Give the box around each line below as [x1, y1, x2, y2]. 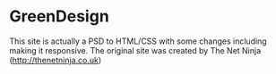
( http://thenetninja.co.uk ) [9, 54, 101, 65]
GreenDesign [9, 6, 109, 27]
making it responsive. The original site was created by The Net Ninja [9, 45, 262, 55]
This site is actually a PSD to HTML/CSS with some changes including [9, 36, 267, 46]
